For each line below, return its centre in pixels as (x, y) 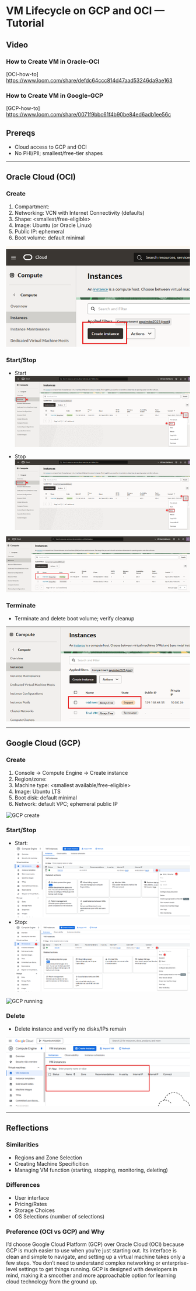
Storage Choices (35, 1210)
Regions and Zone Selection (48, 1158)
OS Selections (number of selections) (60, 1216)
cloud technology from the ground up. (52, 1282)
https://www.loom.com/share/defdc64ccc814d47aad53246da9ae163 (89, 80)
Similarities (22, 1145)
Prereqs (21, 133)
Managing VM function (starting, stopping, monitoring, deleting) (91, 1170)
